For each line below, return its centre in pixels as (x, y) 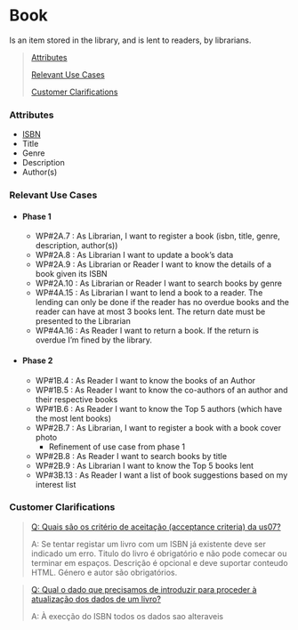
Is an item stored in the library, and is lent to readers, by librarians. (130, 40)
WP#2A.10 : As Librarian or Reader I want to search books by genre (159, 283)
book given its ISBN (72, 274)
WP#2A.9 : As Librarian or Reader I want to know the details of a (153, 264)
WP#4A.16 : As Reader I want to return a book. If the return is (147, 331)
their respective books (77, 399)
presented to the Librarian (83, 321)
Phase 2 (37, 360)
